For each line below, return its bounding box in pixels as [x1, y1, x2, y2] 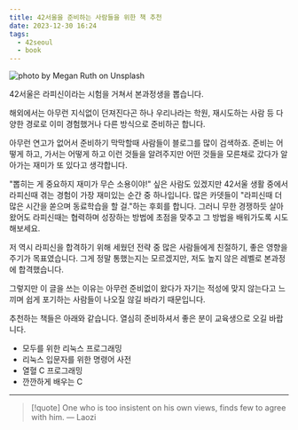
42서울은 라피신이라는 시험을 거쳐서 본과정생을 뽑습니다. [9, 89, 204, 100]
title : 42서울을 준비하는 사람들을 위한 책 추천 [9, 12, 162, 22]
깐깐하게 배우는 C [21, 377, 83, 387]
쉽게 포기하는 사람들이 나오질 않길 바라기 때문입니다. [25, 294, 206, 305]
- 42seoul [17, 37, 53, 47]
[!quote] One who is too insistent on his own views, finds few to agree [30, 402, 286, 413]
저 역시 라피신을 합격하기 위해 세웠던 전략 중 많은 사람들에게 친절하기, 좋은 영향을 [9, 242, 288, 253]
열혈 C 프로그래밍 [21, 365, 83, 376]
